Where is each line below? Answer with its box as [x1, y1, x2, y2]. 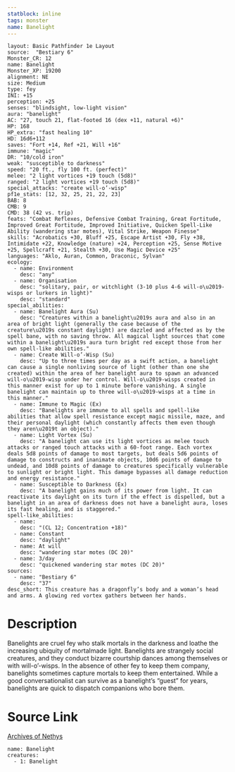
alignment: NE [7, 73, 49, 81]
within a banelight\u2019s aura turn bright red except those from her [7, 339, 222, 346]
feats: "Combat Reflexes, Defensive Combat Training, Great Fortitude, [7, 216, 222, 223]
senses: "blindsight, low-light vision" [7, 104, 128, 111]
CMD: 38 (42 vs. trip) [7, 210, 74, 217]
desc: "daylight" [20, 537, 71, 544]
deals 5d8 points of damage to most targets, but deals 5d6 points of [7, 450, 219, 457]
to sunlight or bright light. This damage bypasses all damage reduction [7, 469, 229, 476]
